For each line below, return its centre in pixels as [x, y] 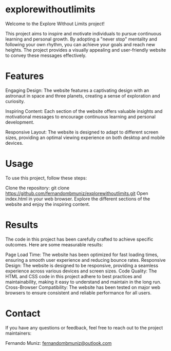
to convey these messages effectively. [46, 55]
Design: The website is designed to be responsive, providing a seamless [82, 265]
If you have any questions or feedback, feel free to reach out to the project [84, 327]
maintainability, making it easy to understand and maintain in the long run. [83, 282]
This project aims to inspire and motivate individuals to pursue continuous [83, 33]
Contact [23, 313]
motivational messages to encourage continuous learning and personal [80, 116]
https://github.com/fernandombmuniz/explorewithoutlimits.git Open [77, 193]
